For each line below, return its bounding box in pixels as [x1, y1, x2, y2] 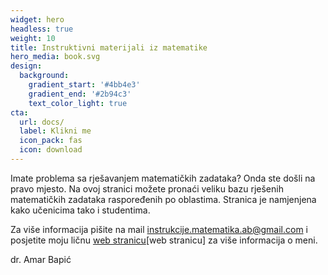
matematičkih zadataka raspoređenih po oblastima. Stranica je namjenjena [10, 193, 317, 205]
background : [19, 71, 70, 81]
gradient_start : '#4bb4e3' [28, 80, 141, 90]
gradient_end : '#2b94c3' [28, 89, 132, 99]
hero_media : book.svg [10, 52, 101, 62]
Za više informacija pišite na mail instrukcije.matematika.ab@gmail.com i [10, 223, 308, 235]
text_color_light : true [28, 98, 128, 108]
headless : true [10, 24, 74, 34]
